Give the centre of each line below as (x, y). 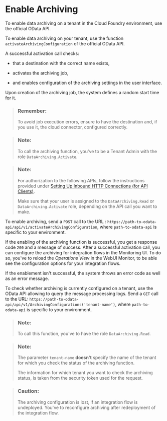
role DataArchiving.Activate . (47, 157)
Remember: (32, 111)
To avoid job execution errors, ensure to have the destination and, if (87, 122)
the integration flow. (38, 413)
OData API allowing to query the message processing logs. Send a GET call (82, 294)
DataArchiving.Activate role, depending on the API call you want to (87, 206)
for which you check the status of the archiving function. (76, 363)
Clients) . (26, 191)
